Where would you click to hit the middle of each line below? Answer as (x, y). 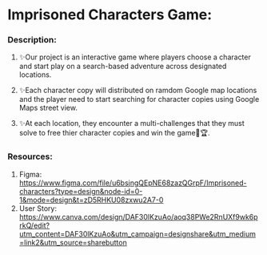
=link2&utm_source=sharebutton (73, 242)
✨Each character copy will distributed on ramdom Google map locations (138, 91)
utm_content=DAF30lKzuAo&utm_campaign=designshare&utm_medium (137, 233)
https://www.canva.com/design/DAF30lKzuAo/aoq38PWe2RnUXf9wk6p (138, 217)
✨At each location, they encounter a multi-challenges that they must (132, 123)
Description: (32, 40)
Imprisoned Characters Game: (110, 15)
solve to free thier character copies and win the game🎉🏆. (114, 133)
